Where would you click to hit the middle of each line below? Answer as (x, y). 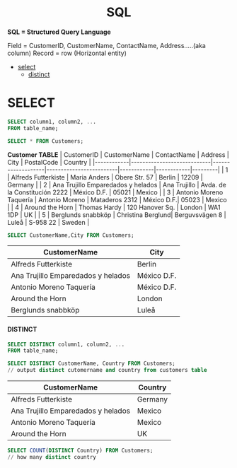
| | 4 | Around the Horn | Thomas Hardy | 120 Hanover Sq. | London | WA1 (114, 207)
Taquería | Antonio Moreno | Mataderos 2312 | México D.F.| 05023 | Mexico (117, 199)
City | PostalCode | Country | (50, 162)
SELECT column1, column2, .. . (52, 122)
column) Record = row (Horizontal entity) (67, 53)
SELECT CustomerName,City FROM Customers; (71, 235)
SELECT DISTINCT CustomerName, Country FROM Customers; (91, 364)
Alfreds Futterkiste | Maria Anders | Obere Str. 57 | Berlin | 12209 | (107, 177)
